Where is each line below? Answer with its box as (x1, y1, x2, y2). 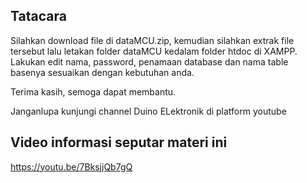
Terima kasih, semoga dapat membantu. (10, 85, 177, 98)
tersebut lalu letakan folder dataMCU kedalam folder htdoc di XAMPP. (10, 45, 298, 57)
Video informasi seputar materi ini (10, 134, 228, 151)
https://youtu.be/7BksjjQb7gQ (10, 160, 133, 173)
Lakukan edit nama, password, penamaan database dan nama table (10, 55, 289, 68)
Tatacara (10, 8, 67, 25)
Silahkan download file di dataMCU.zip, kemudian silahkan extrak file (10, 34, 295, 46)
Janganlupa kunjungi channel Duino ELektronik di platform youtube (10, 105, 287, 117)
